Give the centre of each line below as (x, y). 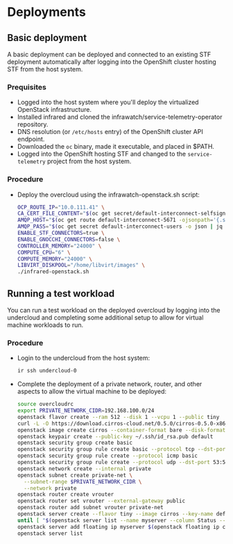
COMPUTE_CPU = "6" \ (44, 252)
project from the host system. (89, 161)
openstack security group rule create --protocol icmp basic (107, 456)
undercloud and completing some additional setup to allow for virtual (105, 318)
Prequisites (27, 87)
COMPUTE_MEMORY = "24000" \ (54, 259)
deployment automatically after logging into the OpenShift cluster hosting (112, 62)
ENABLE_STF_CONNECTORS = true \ (61, 233)
